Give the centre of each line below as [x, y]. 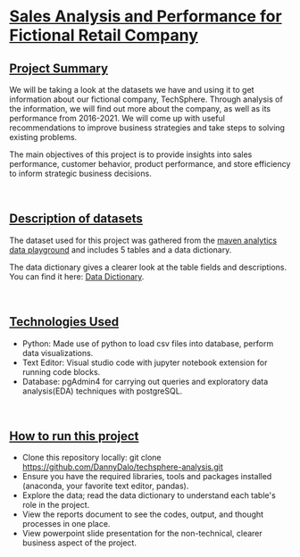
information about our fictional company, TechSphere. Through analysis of [146, 99]
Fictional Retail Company [104, 35]
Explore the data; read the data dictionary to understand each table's [149, 495]
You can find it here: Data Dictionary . [77, 276]
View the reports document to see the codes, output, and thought [143, 514]
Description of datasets [76, 219]
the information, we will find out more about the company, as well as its [140, 108]
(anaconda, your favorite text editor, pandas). [105, 486]
